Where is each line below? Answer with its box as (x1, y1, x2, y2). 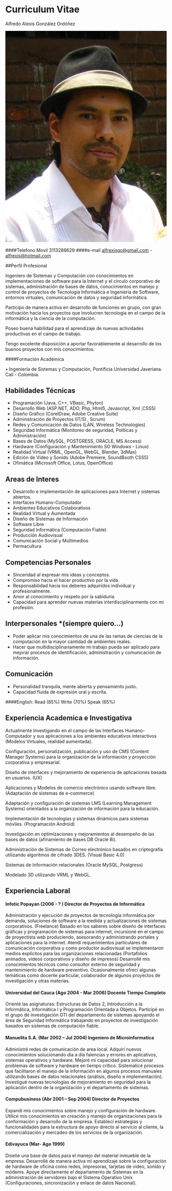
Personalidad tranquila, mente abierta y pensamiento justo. (12, 683, 137, 689)
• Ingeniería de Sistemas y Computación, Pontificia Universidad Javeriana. (5, 366, 162, 372)
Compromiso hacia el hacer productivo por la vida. (12, 577, 120, 583)
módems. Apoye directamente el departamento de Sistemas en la (5, 1168, 143, 1175)
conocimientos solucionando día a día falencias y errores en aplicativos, (5, 1051, 158, 1057)
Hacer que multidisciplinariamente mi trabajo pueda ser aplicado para (12, 644, 160, 650)
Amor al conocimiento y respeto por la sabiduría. (12, 594, 116, 600)
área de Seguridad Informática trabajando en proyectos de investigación (5, 1017, 158, 1023)
